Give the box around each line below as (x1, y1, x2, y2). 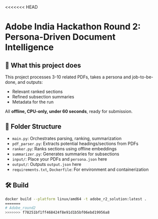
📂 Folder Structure (5, 123, 62, 131)
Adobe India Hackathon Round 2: (5, 21, 141, 32)
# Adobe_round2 (5, 205, 36, 211)
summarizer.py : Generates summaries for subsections (12, 151, 120, 157)
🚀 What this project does (5, 61, 81, 70)
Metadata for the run (12, 99, 54, 105)
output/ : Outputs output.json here (12, 161, 82, 167)
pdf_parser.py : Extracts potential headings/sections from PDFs (12, 141, 139, 146)
